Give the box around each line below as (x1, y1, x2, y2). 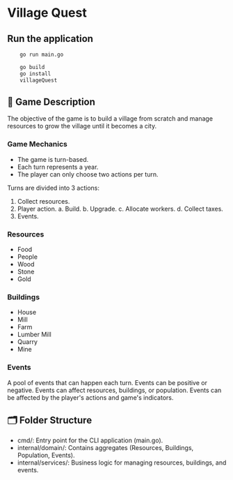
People (17, 253, 38, 261)
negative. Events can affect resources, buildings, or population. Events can (7, 386, 222, 394)
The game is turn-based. (17, 155, 89, 163)
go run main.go (19, 51, 64, 58)
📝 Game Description (7, 96, 96, 107)
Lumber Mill (17, 330, 52, 339)
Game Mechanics (7, 140, 68, 149)
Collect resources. (17, 197, 70, 205)
